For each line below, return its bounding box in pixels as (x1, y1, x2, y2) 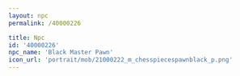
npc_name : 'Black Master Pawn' (8, 49, 114, 57)
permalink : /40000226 (8, 19, 82, 27)
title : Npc (8, 34, 45, 42)
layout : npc (8, 11, 48, 20)
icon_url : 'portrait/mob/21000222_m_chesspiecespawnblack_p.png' (8, 56, 233, 64)
